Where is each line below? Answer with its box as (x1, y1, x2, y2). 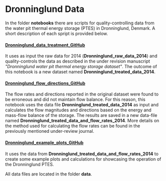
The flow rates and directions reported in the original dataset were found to (5, 91, 159, 97)
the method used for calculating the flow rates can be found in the (5, 123, 140, 129)
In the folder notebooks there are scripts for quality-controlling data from (5, 20, 155, 26)
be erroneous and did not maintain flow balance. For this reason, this (5, 96, 146, 102)
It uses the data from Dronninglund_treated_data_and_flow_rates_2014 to (5, 151, 159, 157)
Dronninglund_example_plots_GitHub (5, 139, 84, 145)
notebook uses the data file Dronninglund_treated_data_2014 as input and (5, 102, 159, 108)
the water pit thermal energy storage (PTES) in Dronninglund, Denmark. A (5, 25, 156, 31)
